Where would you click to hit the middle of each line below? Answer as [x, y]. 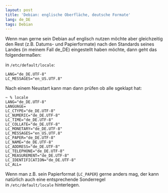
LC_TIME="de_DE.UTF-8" [29, 120]
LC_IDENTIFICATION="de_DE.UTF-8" [41, 160]
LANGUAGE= [16, 107]
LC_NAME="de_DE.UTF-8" [29, 142]
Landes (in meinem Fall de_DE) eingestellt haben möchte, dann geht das [81, 50]
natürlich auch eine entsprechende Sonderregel [55, 180]
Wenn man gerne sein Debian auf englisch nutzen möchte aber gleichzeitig [84, 39]
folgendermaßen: [23, 55]
